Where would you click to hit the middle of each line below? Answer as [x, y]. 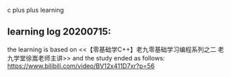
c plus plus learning [36, 10]
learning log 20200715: [59, 32]
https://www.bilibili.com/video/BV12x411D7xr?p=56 [81, 66]
